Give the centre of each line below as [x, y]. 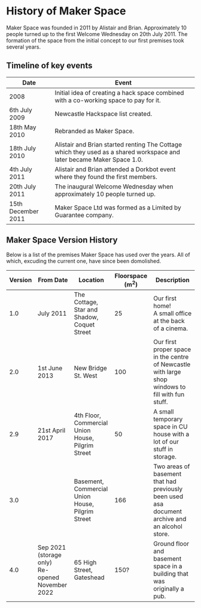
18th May [23, 127]
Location [92, 280]
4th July [21, 169]
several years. [23, 47]
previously [168, 489]
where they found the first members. [106, 176]
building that [171, 573]
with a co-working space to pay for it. [108, 100]
